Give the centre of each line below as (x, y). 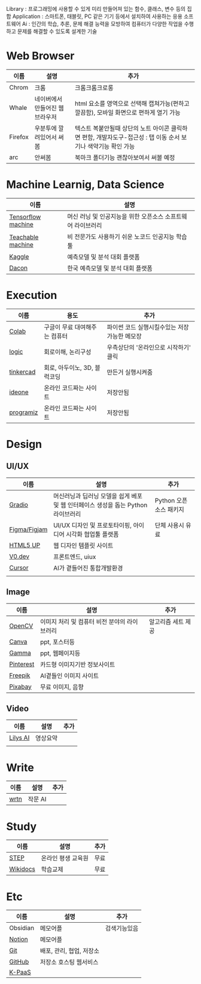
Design (24, 444)
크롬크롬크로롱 (94, 88)
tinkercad (22, 372)
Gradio (19, 504)
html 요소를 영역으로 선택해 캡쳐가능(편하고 (132, 103)
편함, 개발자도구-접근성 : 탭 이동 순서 (131, 137)
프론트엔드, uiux (74, 557)
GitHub (19, 962)
